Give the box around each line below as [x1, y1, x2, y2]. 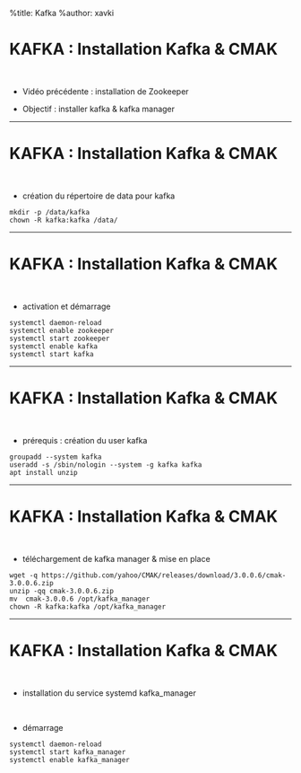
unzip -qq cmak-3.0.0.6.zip [9, 586, 115, 595]
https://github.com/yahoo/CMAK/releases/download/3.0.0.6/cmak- [41, 570, 287, 580]
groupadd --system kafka [9, 452, 102, 461]
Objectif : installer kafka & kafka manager [21, 103, 176, 114]
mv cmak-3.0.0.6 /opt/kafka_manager [9, 594, 150, 603]
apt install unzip [9, 468, 78, 477]
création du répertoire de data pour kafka [21, 190, 176, 201]
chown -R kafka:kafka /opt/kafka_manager [9, 602, 167, 611]
